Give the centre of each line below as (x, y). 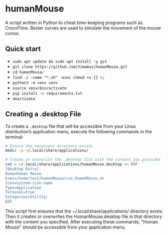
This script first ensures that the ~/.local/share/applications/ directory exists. (84, 211)
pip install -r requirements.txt (47, 93)
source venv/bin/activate (39, 88)
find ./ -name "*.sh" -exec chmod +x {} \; (59, 77)
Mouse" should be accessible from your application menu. (65, 227)
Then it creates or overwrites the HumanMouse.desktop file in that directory (84, 216)
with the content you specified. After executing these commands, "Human (82, 222)
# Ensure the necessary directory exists (49, 146)
